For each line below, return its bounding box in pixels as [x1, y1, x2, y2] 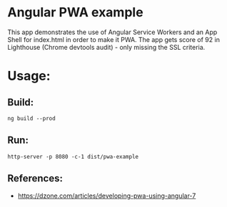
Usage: [7, 68, 51, 84]
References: [7, 172, 63, 185]
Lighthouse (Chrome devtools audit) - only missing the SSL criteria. [7, 43, 206, 51]
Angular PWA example [7, 4, 144, 21]
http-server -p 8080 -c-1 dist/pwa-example [7, 153, 139, 160]
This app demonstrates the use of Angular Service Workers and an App [7, 28, 218, 36]
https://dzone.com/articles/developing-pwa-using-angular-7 [17, 191, 196, 200]
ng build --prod [7, 115, 56, 122]
